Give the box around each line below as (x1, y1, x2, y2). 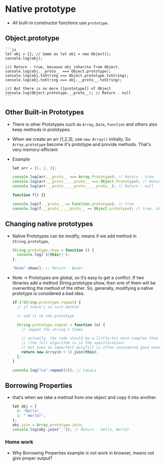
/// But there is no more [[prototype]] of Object (5, 86, 111, 91)
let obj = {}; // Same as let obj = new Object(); (5, 51, 111, 56)
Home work (5, 438, 33, 445)
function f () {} (12, 193, 46, 198)
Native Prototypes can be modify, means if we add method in (12, 233, 137, 239)
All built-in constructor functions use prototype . (12, 20, 109, 26)
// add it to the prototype (17, 313, 75, 318)
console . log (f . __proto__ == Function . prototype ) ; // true (12, 201, 134, 206)
